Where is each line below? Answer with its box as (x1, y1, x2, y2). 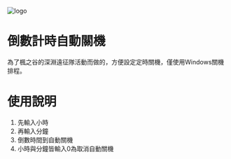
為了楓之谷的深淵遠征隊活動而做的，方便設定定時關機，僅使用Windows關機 (7, 57, 225, 66)
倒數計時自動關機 (7, 34, 106, 49)
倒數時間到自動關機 (17, 135, 73, 144)
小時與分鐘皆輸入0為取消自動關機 (17, 144, 114, 153)
